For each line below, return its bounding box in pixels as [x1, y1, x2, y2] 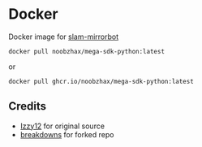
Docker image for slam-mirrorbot [8, 32, 119, 41]
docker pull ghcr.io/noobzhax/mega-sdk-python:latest [8, 77, 195, 85]
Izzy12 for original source [19, 121, 105, 131]
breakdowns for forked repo [19, 129, 114, 139]
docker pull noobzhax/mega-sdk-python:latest [8, 47, 165, 55]
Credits [8, 99, 47, 114]
